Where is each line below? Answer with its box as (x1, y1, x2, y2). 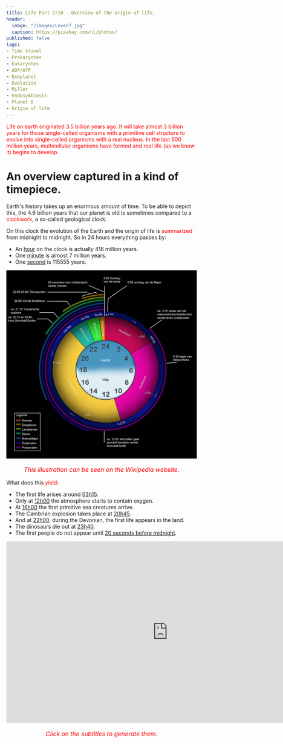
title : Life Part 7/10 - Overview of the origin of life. (6, 10, 155, 16)
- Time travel (6, 48, 42, 54)
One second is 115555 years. (15, 258, 86, 266)
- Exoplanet (6, 73, 36, 80)
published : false (6, 35, 50, 42)
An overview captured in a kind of (6, 169, 179, 183)
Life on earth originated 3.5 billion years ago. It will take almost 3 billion (6, 123, 183, 130)
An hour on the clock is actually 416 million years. (15, 245, 138, 252)
